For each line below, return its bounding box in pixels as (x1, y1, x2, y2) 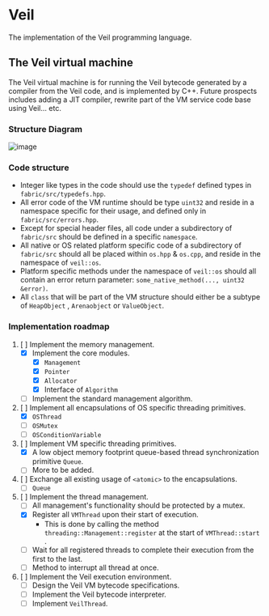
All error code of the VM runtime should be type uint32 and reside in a (19, 198, 254, 207)
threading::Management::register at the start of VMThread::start (44, 528, 260, 537)
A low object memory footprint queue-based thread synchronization (32, 448, 260, 457)
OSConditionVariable (32, 431, 102, 440)
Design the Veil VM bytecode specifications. (32, 580, 180, 590)
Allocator (44, 376, 78, 385)
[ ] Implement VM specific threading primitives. (19, 439, 177, 448)
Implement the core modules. (32, 348, 130, 358)
